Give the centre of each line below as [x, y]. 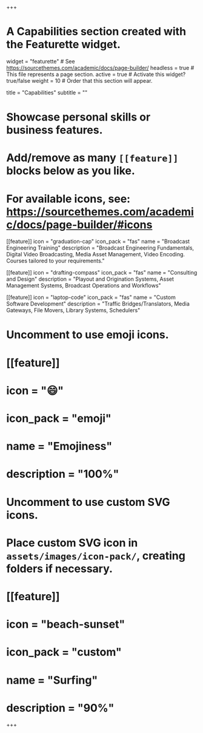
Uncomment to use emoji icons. [88, 335]
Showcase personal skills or [78, 117]
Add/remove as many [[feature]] [92, 158]
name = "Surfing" [52, 680]
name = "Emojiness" [59, 447]
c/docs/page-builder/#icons [79, 224]
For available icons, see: [68, 199]
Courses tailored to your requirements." [55, 261]
